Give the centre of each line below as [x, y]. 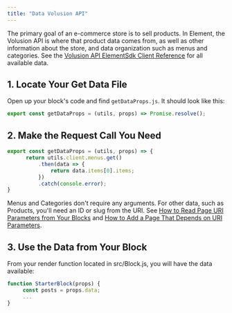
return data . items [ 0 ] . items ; [93, 170]
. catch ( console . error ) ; [72, 184]
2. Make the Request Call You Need [84, 135]
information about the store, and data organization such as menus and [107, 48]
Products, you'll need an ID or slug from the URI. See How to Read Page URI [115, 211]
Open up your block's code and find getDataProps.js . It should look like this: [116, 101]
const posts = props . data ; [61, 290]
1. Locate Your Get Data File [67, 85]
